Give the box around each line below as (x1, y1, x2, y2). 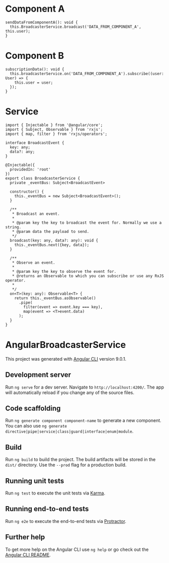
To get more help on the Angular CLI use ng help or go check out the (5, 546, 149, 552)
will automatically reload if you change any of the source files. (5, 389, 135, 396)
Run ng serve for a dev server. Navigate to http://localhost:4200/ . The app (5, 384, 164, 390)
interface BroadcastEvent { (5, 140, 65, 145)
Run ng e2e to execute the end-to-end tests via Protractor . (5, 518, 126, 524)
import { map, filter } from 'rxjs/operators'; (5, 131, 108, 136)
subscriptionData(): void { (5, 66, 65, 72)
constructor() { (10, 189, 44, 194)
